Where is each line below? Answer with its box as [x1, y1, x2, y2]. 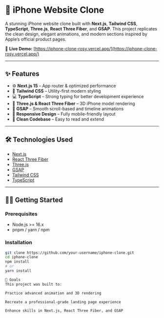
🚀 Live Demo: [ [5, 46, 36, 51]
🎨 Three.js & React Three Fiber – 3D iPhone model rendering [12, 100, 135, 106]
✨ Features [5, 70, 40, 78]
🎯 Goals [5, 277, 21, 282]
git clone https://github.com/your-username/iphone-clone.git [5, 250, 134, 255]
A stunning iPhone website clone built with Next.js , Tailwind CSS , [5, 21, 138, 26]
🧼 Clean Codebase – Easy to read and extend [12, 116, 104, 122]
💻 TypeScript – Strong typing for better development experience [12, 93, 144, 99]
